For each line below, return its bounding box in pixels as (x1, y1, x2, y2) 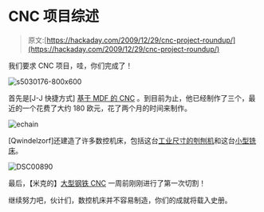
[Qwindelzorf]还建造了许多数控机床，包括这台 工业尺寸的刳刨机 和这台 (8, 135, 235, 145)
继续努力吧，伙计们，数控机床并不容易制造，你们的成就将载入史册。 (8, 195, 232, 205)
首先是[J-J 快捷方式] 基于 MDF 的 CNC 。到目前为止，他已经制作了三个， (8, 93, 249, 102)
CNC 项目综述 (8, 7, 100, 26)
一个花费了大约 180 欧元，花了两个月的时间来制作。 (22, 103, 192, 113)
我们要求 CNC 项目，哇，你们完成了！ (8, 61, 133, 70)
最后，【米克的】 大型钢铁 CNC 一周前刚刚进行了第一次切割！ (8, 178, 206, 188)
